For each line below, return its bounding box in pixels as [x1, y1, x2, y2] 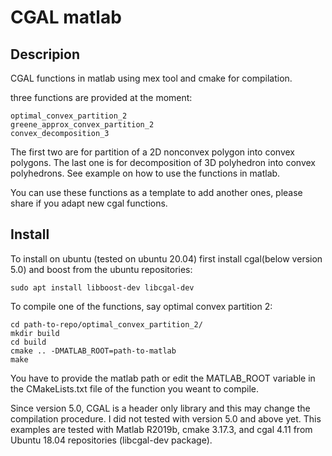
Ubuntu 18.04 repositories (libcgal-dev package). [10, 434, 213, 446]
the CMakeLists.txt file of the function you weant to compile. [10, 382, 259, 395]
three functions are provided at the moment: [10, 92, 193, 103]
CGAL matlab [10, 6, 122, 29]
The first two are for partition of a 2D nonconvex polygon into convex [10, 146, 295, 158]
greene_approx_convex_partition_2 [10, 120, 155, 130]
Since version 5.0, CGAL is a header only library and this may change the [10, 402, 311, 414]
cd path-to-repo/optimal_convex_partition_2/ [10, 319, 203, 330]
